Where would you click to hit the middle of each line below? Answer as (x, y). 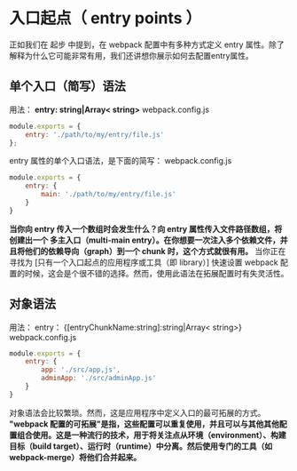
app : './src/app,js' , (81, 370)
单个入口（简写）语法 (67, 87)
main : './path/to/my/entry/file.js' (109, 195)
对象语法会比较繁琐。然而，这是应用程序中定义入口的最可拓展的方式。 (137, 412)
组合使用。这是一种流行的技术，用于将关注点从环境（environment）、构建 (151, 435)
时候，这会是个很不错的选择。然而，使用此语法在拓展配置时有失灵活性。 (156, 273)
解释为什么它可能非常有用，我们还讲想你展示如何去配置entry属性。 (132, 55)
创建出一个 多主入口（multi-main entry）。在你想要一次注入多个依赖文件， (145, 240)
